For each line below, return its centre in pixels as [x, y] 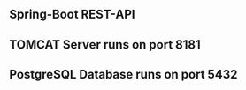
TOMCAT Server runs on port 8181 [105, 45]
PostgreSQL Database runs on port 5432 [123, 75]
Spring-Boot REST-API [72, 15]
